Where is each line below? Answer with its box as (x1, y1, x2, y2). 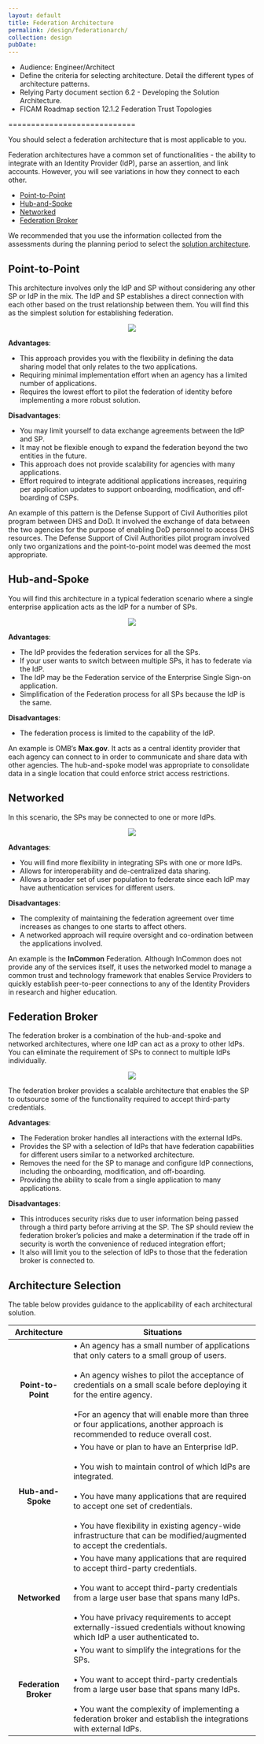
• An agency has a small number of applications (73, 1341, 250, 1352)
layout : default (8, 11, 61, 20)
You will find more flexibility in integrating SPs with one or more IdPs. (19, 857, 243, 867)
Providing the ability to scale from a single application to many (19, 1175, 222, 1184)
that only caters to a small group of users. (73, 1350, 226, 1361)
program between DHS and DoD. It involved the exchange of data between (8, 516, 250, 526)
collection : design (8, 33, 72, 42)
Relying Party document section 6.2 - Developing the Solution (19, 87, 220, 97)
